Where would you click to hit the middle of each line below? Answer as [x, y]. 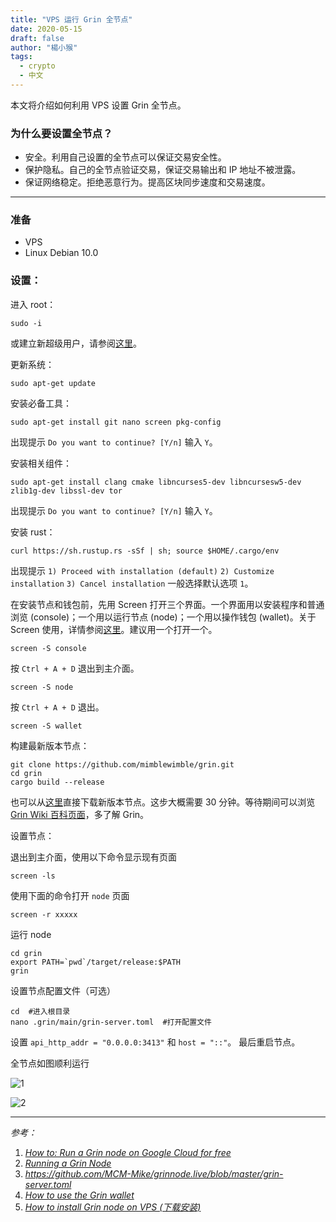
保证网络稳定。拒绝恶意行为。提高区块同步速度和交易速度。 [147, 182]
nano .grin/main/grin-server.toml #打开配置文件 [111, 1022]
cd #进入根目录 [40, 1011]
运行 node [31, 934]
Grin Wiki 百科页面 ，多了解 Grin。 [80, 814]
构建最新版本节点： [50, 745]
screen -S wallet [46, 726]
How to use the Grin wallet [79, 1195]
